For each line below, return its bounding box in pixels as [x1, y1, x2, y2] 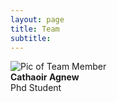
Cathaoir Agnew [10, 71, 80, 83]
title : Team [10, 24, 60, 34]
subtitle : [10, 33, 52, 43]
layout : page [10, 14, 65, 25]
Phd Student [10, 82, 62, 94]
